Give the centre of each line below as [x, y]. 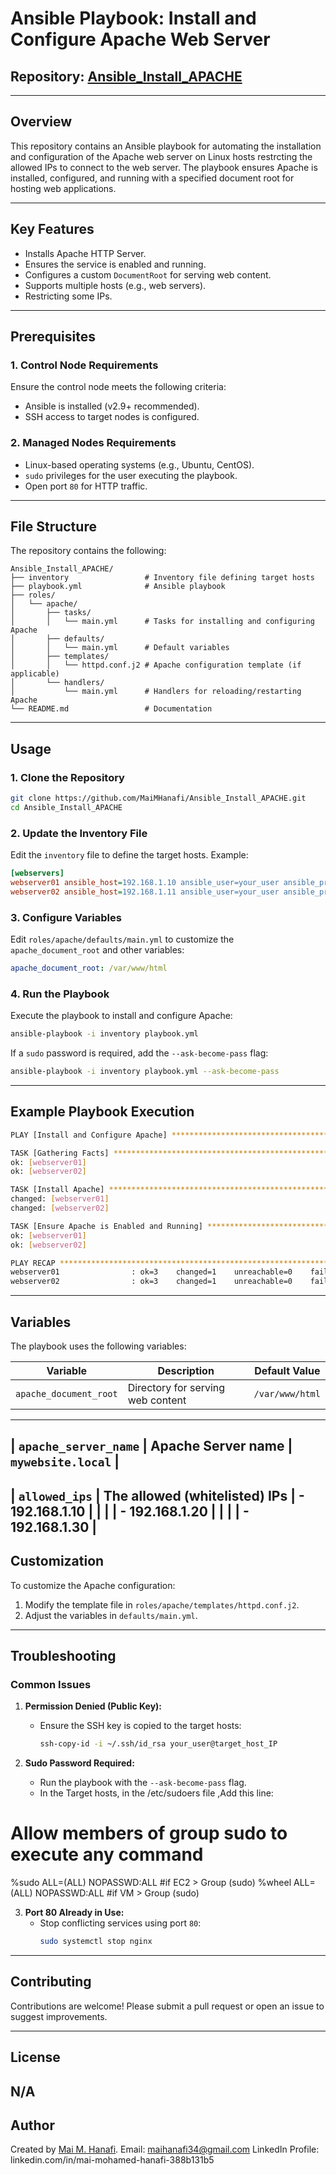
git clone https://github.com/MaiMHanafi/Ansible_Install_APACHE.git [158, 798]
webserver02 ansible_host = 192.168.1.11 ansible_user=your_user [145, 892]
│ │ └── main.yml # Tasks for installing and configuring [162, 622]
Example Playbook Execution [102, 1112]
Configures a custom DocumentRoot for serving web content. [148, 274]
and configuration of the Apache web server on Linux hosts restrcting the [161, 156]
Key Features [52, 229]
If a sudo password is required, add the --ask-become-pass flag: [139, 1053]
